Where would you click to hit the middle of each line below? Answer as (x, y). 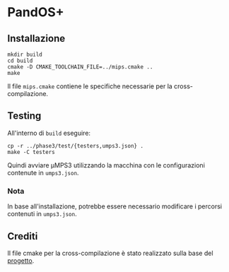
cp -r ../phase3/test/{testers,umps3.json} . (75, 146)
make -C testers (31, 152)
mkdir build (25, 54)
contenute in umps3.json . (43, 172)
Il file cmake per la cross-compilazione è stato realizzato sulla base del (110, 253)
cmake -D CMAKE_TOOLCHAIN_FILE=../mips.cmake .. (80, 67)
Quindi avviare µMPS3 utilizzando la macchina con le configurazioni (106, 165)
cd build (20, 61)
